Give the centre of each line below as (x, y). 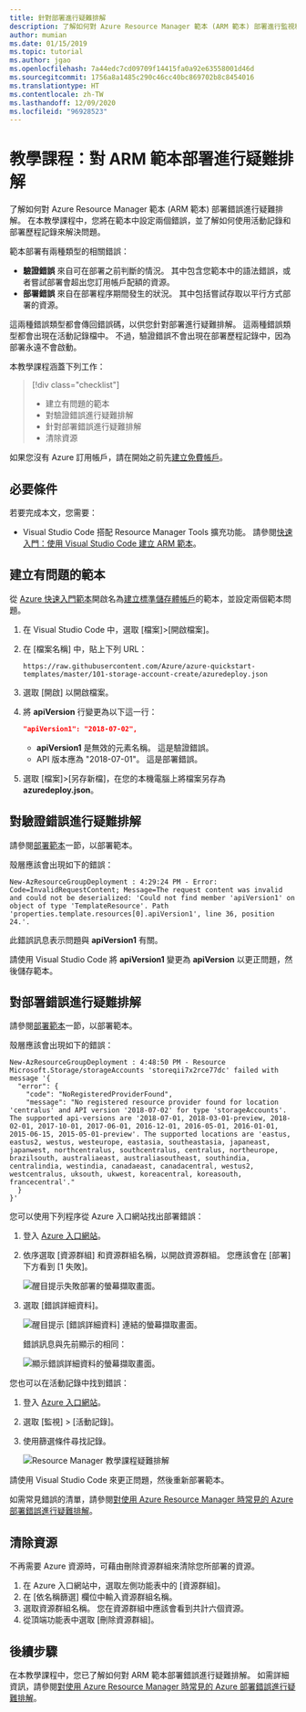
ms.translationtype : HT (55, 86)
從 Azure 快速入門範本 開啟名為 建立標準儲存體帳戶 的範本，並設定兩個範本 (147, 598)
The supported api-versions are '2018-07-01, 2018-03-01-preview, (138, 1119)
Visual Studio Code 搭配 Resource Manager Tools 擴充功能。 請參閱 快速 (158, 532)
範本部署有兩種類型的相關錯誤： (69, 251)
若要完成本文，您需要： (53, 513)
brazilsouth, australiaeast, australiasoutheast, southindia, (130, 1159)
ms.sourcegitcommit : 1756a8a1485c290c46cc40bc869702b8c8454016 (132, 78)
